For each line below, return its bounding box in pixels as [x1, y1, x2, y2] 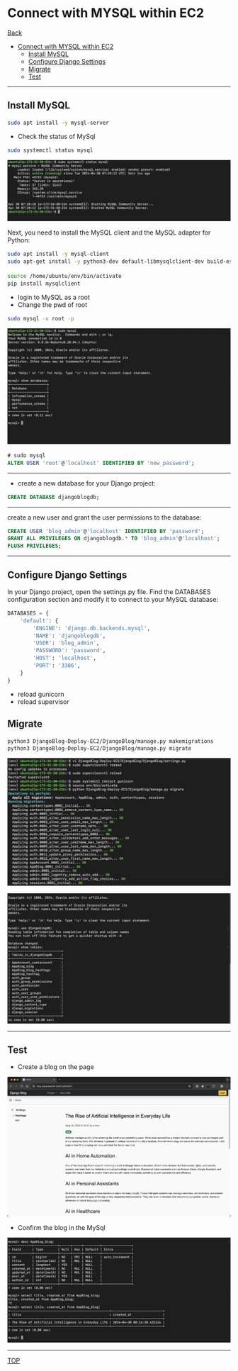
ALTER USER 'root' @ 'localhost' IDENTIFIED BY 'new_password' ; [7, 459, 195, 466]
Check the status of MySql [17, 132, 96, 140]
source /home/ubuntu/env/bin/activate [7, 273, 122, 280]
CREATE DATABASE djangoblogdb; [7, 493, 100, 500]
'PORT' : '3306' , [33, 662, 81, 669]
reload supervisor [17, 697, 69, 706]
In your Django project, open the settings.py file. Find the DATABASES [7, 587, 211, 596]
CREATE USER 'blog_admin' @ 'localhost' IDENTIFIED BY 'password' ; [7, 527, 204, 535]
